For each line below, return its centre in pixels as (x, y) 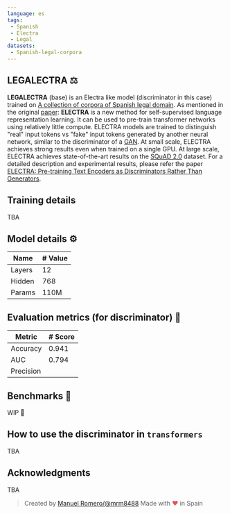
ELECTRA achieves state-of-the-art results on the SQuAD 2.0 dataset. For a (115, 156)
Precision (26, 371)
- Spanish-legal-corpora (46, 53)
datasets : (21, 46)
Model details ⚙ (42, 239)
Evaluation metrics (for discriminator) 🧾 (94, 317)
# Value (55, 258)
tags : (15, 20)
